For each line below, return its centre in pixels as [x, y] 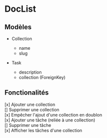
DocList [20, 9]
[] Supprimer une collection [32, 109]
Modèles [18, 27]
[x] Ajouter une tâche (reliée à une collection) [50, 120]
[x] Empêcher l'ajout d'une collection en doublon [53, 115]
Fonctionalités [27, 93]
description [30, 72]
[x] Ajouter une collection [30, 104]
